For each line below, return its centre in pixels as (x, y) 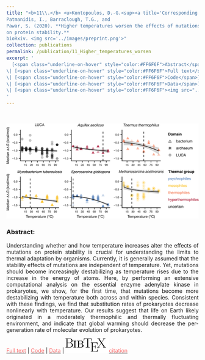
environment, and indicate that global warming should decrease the (96, 323)
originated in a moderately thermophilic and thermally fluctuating (103, 317)
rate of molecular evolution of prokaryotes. (88, 329)
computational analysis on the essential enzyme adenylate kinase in (103, 284)
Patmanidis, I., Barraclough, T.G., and (59, 19)
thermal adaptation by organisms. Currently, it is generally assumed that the (103, 258)
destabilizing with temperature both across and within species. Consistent (103, 297)
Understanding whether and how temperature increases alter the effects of (103, 245)
